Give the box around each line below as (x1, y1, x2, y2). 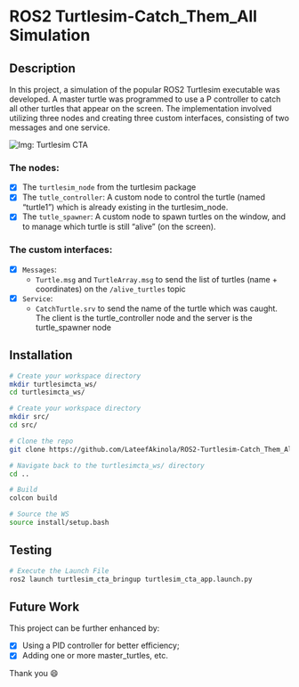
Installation (9, 348, 73, 363)
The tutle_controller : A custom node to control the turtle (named (21, 192, 265, 202)
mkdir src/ (9, 413, 50, 421)
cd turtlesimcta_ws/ (9, 388, 86, 397)
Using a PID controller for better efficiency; (21, 640, 180, 651)
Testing (9, 543, 53, 558)
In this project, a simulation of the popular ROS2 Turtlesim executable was (9, 85, 280, 94)
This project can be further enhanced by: (9, 623, 160, 634)
